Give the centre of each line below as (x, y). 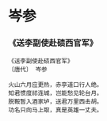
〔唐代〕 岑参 (28, 70)
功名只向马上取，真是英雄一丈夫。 (55, 110)
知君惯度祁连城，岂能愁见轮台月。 (55, 93)
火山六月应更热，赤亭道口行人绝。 (55, 85)
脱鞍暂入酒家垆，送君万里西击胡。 (55, 102)
